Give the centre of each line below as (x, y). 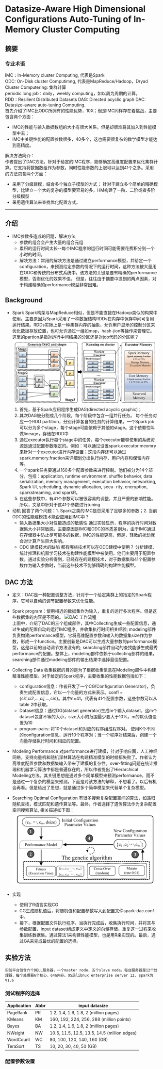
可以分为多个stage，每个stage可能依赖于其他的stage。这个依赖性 (85, 428)
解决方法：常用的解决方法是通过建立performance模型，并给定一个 (85, 260)
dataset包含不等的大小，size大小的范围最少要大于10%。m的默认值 (86, 716)
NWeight (16, 1033)
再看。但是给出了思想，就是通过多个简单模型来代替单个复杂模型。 (82, 788)
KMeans (15, 1020)
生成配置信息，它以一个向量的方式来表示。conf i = (73, 692)
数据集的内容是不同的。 (40, 617)
